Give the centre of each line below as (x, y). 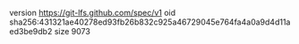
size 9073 (73, 31)
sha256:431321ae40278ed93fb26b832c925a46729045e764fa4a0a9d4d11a (150, 22)
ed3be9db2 (31, 31)
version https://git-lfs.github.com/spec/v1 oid (93, 13)
